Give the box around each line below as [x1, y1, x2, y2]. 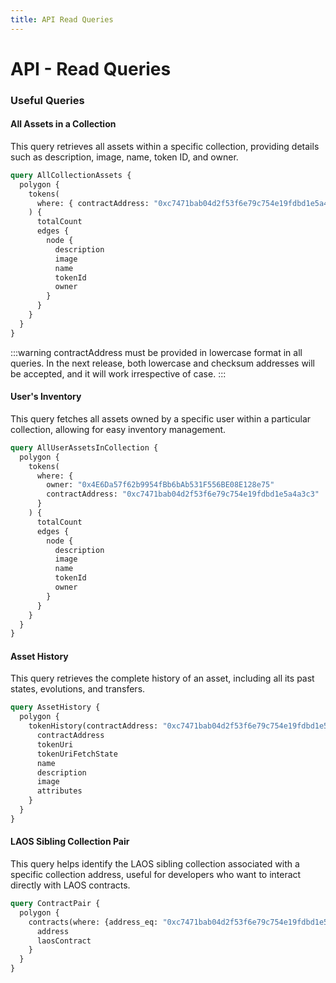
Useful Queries [10, 93, 85, 107]
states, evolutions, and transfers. [10, 683, 146, 695]
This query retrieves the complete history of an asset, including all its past [10, 672, 315, 685]
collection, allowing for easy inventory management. [10, 423, 227, 435]
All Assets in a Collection [10, 118, 117, 130]
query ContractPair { [10, 899, 101, 909]
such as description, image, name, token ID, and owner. [10, 151, 239, 163]
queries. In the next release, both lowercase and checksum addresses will [10, 357, 316, 369]
